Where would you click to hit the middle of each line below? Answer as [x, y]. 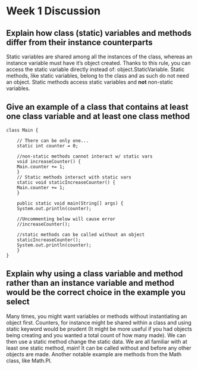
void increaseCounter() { [49, 161]
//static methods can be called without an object [81, 235]
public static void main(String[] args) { [70, 203]
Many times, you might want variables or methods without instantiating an [97, 316]
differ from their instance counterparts [79, 42]
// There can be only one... [53, 141]
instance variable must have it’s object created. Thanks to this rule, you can [99, 63]
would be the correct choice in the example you [96, 293]
